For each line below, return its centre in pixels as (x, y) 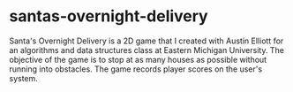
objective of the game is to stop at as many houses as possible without (138, 59)
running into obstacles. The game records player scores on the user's (136, 69)
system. (23, 78)
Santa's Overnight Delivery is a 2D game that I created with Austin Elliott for (146, 41)
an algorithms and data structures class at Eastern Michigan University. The (147, 50)
